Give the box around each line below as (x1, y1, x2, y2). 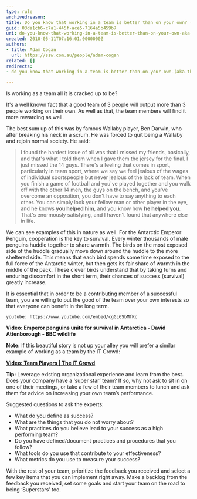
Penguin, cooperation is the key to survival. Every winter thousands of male (6, 235, 189, 242)
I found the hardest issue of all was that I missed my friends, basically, (20, 149, 191, 156)
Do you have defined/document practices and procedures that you (14, 437, 176, 444)
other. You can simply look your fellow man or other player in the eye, (20, 199, 188, 206)
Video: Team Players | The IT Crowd (6, 359, 96, 367)
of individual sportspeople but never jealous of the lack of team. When (20, 174, 191, 181)
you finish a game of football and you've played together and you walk (20, 180, 191, 187)
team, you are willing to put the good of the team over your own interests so (6, 296, 189, 304)
